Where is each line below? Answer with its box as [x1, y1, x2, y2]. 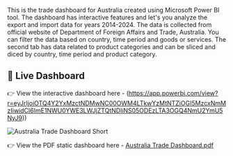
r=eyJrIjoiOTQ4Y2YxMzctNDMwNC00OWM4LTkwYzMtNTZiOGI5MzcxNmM [7, 98, 227, 107]
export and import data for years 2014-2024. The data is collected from [7, 21, 212, 28]
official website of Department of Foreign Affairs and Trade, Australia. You [7, 28, 219, 36]
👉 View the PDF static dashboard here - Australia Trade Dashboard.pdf [7, 141, 214, 149]
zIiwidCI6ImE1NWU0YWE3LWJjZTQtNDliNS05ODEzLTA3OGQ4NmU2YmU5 [7, 106, 223, 114]
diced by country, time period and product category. [7, 50, 158, 58]
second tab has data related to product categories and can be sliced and [7, 43, 216, 51]
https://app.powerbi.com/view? [128, 89, 218, 97]
